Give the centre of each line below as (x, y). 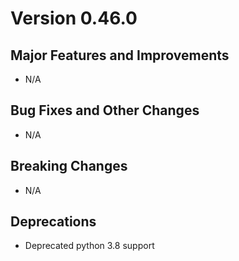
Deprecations (53, 222)
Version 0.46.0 (74, 18)
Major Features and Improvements (120, 55)
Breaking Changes (69, 166)
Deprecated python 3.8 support (89, 246)
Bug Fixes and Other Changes (105, 110)
